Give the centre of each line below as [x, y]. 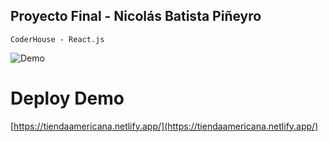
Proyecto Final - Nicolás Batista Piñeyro [136, 16]
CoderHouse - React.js [57, 39]
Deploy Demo [67, 98]
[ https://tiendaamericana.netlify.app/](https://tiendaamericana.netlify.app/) [164, 126]
